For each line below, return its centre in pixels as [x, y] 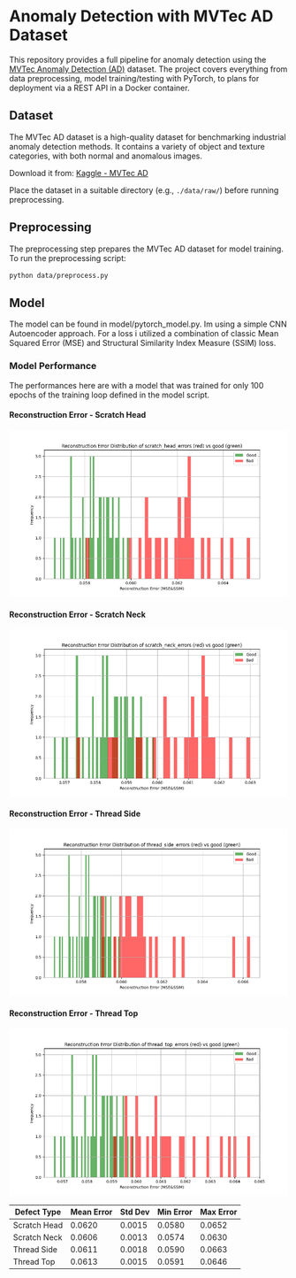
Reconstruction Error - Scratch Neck [77, 614]
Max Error [219, 1212]
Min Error [175, 1212]
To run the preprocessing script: [68, 258]
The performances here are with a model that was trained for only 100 [137, 385]
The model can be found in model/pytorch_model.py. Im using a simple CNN [148, 324]
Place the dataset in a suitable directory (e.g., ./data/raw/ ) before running [144, 190]
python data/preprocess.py [59, 275]
